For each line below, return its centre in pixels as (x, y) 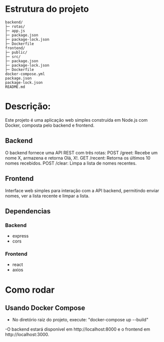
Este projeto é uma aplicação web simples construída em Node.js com (76, 120)
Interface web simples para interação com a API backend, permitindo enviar (82, 190)
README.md (15, 87)
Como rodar (30, 290)
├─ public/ (16, 52)
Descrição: (28, 106)
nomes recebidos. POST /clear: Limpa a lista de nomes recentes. (71, 163)
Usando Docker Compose (45, 308)
